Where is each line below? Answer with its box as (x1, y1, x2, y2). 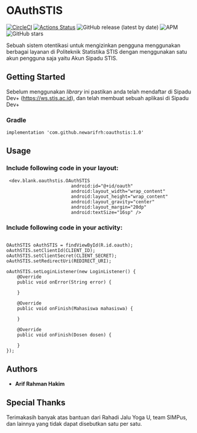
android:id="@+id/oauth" (70, 183, 134, 189)
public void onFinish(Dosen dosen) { (17, 332, 112, 338)
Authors (6, 364, 38, 375)
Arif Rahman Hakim (14, 380, 65, 387)
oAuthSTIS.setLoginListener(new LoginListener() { (6, 269, 136, 275)
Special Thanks (6, 397, 66, 408)
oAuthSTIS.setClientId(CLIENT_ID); (6, 248, 96, 254)
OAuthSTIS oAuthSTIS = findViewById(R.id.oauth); (6, 242, 134, 248)
